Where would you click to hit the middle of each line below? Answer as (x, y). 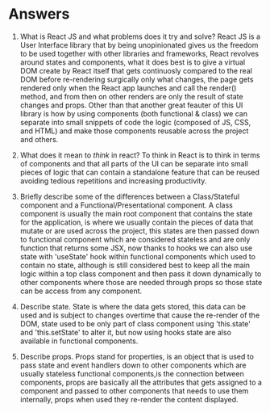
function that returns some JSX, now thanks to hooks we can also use (136, 248)
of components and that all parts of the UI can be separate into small (134, 163)
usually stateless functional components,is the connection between (132, 373)
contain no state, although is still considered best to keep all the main (135, 265)
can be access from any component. (81, 291)
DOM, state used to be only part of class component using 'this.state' (135, 323)
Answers (39, 14)
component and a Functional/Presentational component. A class (127, 205)
